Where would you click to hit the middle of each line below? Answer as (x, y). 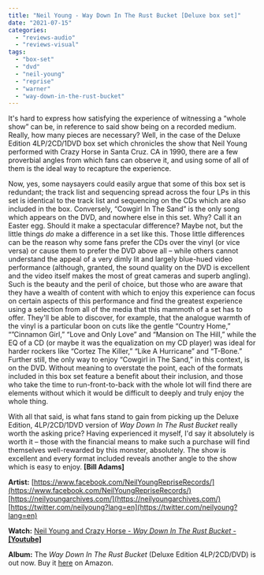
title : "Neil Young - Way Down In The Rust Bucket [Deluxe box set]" (125, 15)
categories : (28, 30)
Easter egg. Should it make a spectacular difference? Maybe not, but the (126, 226)
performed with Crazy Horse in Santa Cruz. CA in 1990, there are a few (123, 152)
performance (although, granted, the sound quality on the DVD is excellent (129, 268)
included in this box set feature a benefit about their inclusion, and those (126, 377)
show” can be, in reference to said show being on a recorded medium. (122, 127)
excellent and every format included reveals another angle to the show (123, 458)
